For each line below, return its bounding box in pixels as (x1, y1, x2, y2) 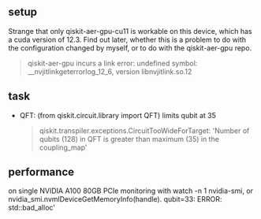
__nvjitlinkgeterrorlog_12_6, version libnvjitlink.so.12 (27, 66, 192, 76)
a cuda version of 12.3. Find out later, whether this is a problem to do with (8, 35, 247, 44)
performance (8, 165, 75, 179)
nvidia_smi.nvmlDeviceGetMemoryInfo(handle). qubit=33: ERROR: (8, 195, 222, 204)
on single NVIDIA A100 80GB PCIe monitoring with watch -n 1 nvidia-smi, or (8, 186, 254, 195)
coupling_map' (39, 143, 88, 152)
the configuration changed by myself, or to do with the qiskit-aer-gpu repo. (8, 43, 252, 53)
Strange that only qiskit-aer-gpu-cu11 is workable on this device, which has (8, 26, 252, 35)
